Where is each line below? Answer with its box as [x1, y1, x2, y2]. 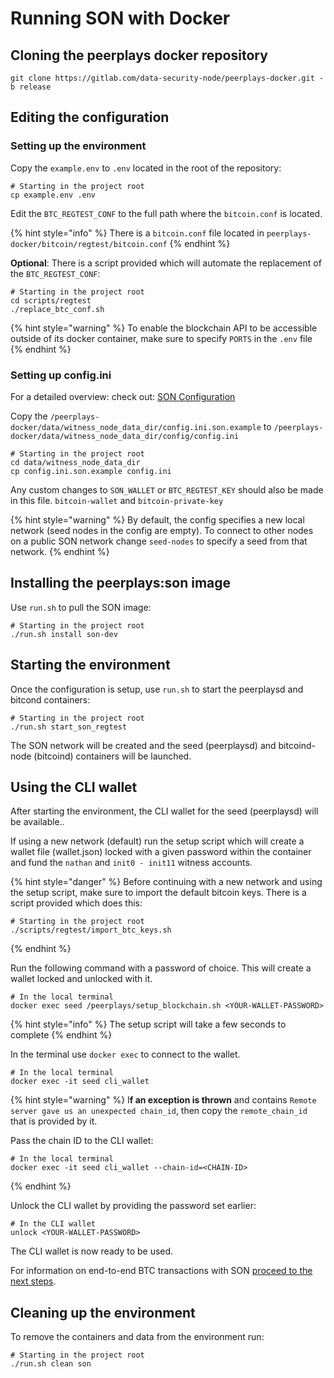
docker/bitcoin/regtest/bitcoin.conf [10, 239, 168, 249]
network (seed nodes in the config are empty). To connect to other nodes [10, 524, 314, 536]
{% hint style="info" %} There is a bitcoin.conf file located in [10, 227, 265, 239]
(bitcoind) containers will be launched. [33, 750, 192, 762]
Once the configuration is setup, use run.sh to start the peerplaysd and [10, 683, 304, 695]
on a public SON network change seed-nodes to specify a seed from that [10, 535, 308, 547]
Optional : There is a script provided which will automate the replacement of [10, 257, 322, 269]
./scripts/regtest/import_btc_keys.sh [10, 925, 172, 936]
